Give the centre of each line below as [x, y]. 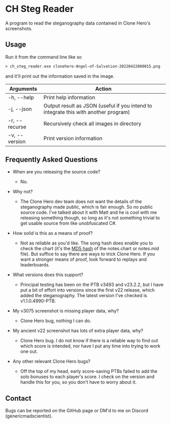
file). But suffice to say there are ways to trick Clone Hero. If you [88, 254]
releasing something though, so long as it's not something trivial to [90, 218]
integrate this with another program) [87, 112]
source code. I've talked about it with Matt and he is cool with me [89, 212]
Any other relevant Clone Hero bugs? [51, 362]
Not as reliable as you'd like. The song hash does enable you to [87, 243]
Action [103, 88]
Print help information [69, 97]
